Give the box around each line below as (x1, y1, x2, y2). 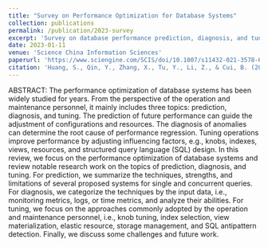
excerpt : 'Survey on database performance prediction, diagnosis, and (8, 33, 248, 42)
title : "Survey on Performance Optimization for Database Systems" (8, 11, 238, 20)
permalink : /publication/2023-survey (8, 26, 134, 34)
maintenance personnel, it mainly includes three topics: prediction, (8, 102, 227, 112)
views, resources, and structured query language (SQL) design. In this (8, 144, 239, 154)
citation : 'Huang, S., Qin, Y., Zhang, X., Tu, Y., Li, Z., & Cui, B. (8, 64, 248, 72)
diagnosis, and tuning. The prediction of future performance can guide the (8, 111, 253, 120)
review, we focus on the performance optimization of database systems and (8, 153, 258, 163)
